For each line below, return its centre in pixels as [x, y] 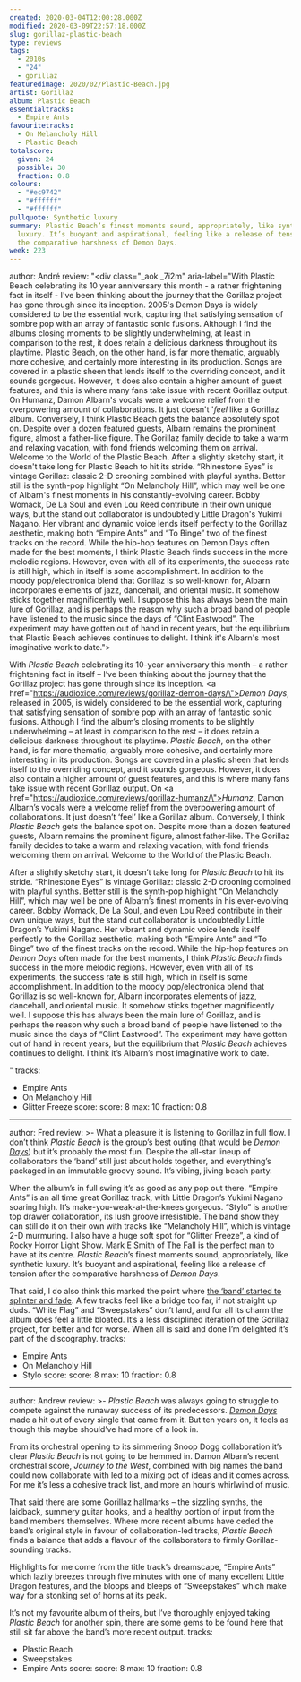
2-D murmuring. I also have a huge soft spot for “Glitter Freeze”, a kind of [144, 1236]
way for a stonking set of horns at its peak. [88, 1596]
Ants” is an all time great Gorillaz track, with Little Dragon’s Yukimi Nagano [146, 1197]
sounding [27, 1549]
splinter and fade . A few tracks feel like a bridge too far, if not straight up [143, 1300]
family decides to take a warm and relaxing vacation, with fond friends [139, 845]
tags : [19, 51]
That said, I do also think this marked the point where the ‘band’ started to [146, 1292]
